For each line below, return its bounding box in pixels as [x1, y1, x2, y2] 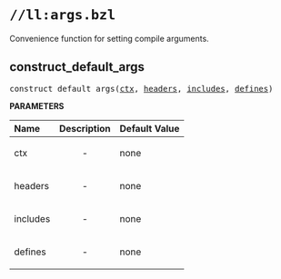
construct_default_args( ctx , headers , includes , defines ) [9, 84, 274, 94]
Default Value [119, 122, 180, 135]
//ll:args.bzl [9, 6, 116, 24]
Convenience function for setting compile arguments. [9, 33, 209, 44]
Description [58, 122, 111, 135]
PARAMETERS [9, 100, 65, 111]
